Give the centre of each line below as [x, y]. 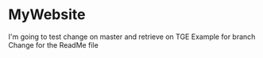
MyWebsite [47, 15]
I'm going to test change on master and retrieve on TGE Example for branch [132, 37]
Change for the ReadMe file [54, 44]
